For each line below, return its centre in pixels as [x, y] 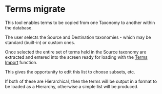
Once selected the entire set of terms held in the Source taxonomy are [76, 52]
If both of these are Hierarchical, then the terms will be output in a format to [81, 81]
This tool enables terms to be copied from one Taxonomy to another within [80, 23]
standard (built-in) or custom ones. [40, 42]
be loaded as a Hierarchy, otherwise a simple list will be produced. [72, 86]
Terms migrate [35, 9]
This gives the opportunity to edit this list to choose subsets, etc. [70, 71]
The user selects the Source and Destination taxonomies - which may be [78, 37]
